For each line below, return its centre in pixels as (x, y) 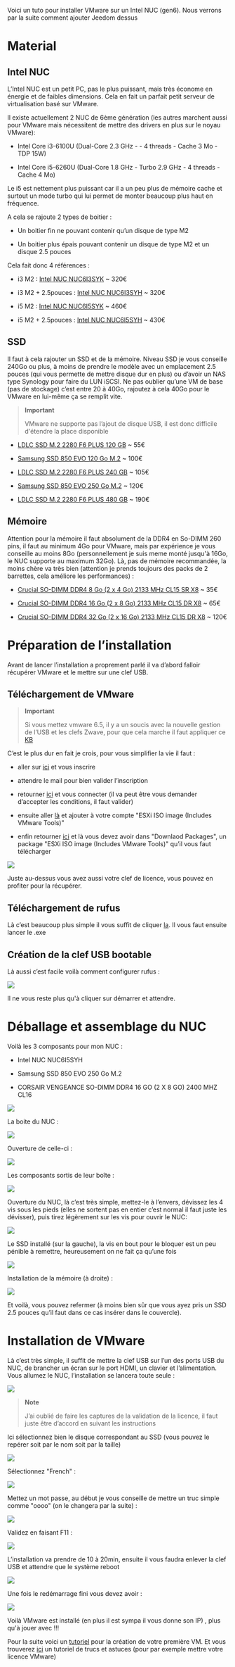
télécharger (34, 852)
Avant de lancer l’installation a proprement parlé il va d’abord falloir (104, 665)
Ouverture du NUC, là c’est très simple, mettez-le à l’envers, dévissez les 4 (115, 1202)
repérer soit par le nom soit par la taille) (64, 1444)
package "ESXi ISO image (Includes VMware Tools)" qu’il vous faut (114, 844)
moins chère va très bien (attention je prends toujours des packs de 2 (108, 568)
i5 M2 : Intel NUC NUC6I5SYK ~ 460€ (72, 306)
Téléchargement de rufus (64, 908)
